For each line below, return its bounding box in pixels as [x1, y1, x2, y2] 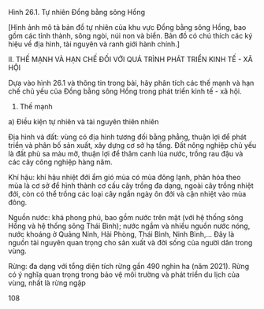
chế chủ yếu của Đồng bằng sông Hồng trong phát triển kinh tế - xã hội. [8, 86, 242, 96]
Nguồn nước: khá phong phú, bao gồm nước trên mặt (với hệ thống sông [8, 213, 244, 222]
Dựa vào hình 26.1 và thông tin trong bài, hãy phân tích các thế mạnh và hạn [8, 79, 255, 87]
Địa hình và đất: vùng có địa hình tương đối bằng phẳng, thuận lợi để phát [8, 132, 247, 142]
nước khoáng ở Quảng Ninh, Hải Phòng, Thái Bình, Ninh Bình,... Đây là [8, 230, 235, 239]
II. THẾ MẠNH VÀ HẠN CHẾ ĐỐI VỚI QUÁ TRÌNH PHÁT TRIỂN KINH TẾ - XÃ [8, 55, 254, 64]
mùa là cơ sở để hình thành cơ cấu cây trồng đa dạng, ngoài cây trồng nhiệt [8, 181, 254, 190]
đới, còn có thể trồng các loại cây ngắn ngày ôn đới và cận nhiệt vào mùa [8, 189, 247, 198]
